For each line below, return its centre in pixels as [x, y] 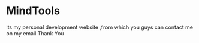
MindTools [33, 11]
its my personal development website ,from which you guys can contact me [100, 27]
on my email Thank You [35, 33]
